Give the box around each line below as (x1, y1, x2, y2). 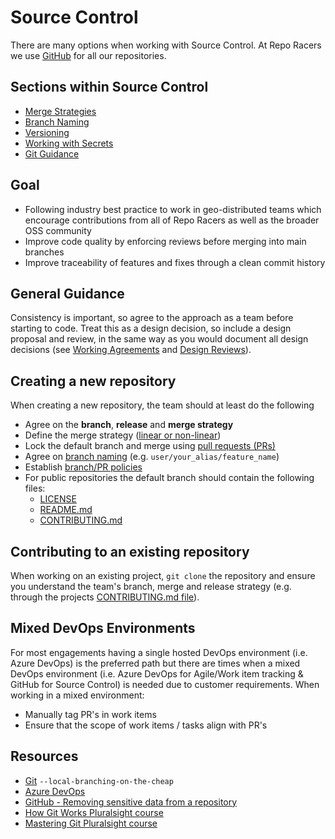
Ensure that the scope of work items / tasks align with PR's (24, 719, 268, 731)
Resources (10, 748, 79, 765)
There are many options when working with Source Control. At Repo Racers (10, 39, 322, 51)
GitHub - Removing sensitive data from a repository (24, 796, 238, 808)
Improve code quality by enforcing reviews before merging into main (24, 235, 307, 247)
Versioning (24, 126, 70, 138)
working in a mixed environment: (10, 689, 145, 701)
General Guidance (10, 285, 125, 302)
